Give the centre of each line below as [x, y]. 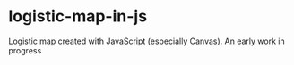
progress [25, 50]
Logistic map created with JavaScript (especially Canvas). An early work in [147, 41]
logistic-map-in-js [78, 16]
